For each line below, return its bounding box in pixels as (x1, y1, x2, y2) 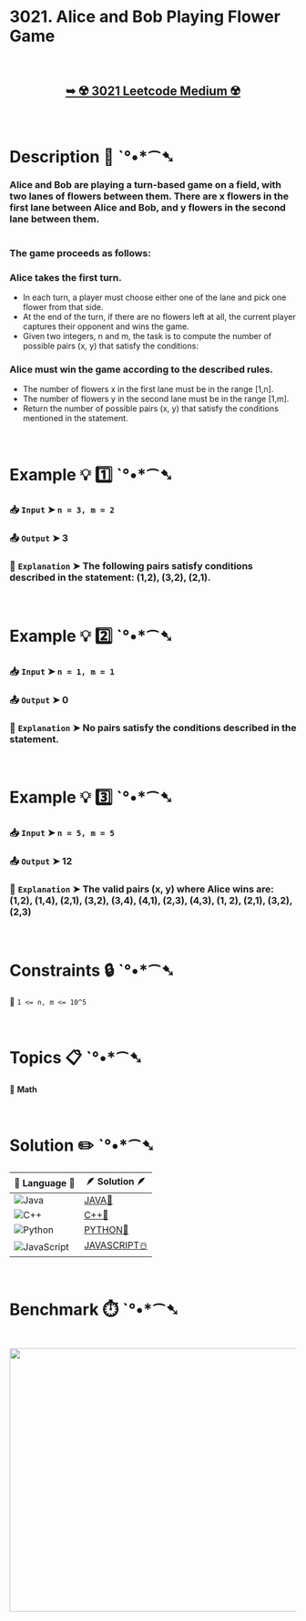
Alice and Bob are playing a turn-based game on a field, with (9, 179, 282, 191)
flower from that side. (22, 302, 104, 313)
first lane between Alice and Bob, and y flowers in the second (9, 201, 287, 214)
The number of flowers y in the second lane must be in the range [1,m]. (22, 394, 290, 405)
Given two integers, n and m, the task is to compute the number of (22, 331, 271, 342)
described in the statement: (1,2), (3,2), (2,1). (9, 572, 211, 584)
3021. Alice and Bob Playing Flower (9, 6, 280, 27)
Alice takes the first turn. (9, 271, 123, 284)
